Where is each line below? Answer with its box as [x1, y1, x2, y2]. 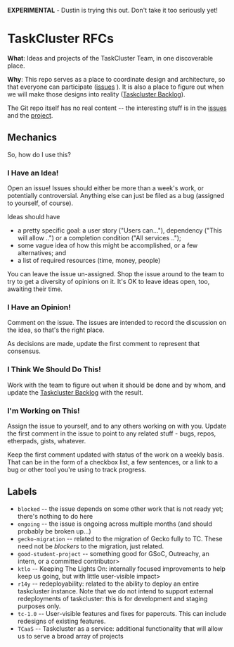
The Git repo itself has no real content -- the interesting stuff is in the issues [7, 104, 227, 112]
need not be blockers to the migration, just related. [17, 542, 164, 550]
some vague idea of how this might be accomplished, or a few [17, 241, 198, 249]
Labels [7, 486, 37, 498]
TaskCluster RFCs [7, 31, 115, 47]
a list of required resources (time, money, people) [17, 257, 161, 265]
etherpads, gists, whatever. [7, 436, 86, 445]
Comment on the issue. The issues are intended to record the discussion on [7, 319, 227, 327]
